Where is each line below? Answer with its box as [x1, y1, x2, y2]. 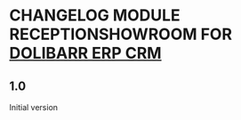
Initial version [9, 102, 59, 112]
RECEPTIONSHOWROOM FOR [9, 24, 233, 44]
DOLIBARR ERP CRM [9, 44, 162, 63]
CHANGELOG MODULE [9, 5, 181, 26]
